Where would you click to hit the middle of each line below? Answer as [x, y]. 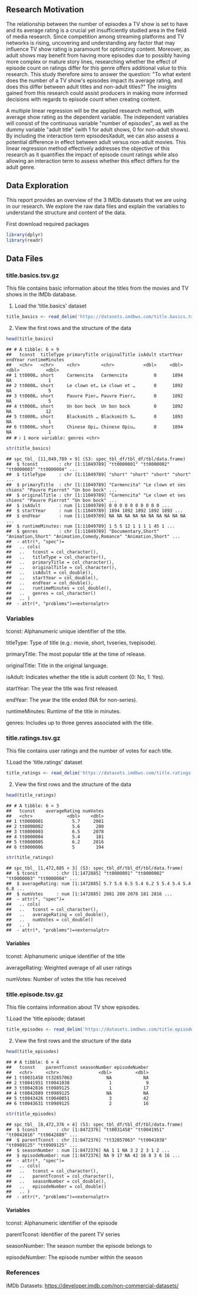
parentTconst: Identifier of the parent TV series [63, 1234]
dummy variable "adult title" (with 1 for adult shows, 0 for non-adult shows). [98, 129]
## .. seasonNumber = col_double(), [57, 1182]
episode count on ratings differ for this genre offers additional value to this [96, 68]
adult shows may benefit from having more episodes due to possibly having [98, 55]
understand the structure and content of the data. [66, 212]
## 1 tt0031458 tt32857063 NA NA [77, 1078]
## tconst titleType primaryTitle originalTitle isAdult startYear [95, 354]
